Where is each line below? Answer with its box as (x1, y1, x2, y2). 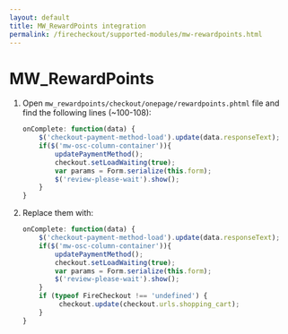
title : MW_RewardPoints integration (9, 21, 146, 30)
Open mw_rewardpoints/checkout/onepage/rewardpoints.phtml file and (22, 98, 280, 108)
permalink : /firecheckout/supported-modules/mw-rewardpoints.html (9, 30, 263, 39)
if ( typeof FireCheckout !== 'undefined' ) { (39, 292, 208, 301)
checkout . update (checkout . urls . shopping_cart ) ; (58, 300, 240, 309)
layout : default (9, 13, 70, 22)
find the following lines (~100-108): (22, 107, 152, 118)
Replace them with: (22, 208, 94, 218)
